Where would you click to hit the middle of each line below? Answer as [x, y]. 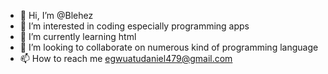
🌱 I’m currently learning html [78, 36]
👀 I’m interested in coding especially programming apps [134, 26]
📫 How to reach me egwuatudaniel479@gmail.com [126, 58]
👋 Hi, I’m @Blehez [56, 15]
